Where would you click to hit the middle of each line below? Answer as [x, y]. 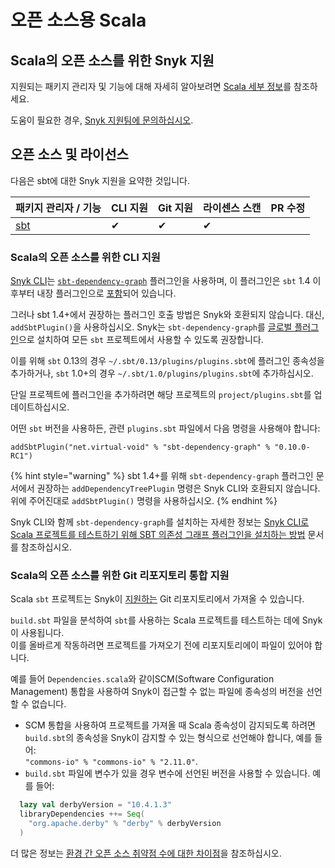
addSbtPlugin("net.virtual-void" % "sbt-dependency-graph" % [140, 447]
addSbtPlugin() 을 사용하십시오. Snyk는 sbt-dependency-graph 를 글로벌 [151, 327]
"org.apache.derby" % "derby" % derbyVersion [125, 824]
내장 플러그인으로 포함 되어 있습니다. [106, 293]
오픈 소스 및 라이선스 [69, 154]
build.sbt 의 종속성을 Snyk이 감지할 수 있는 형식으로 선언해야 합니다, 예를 [168, 738]
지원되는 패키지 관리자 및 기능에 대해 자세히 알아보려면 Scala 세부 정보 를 [151, 86]
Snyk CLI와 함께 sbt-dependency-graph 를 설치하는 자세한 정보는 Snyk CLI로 [160, 522]
